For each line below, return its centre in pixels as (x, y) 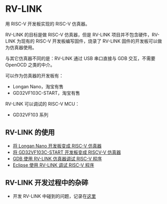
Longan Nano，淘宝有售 (38, 86)
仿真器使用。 (23, 47)
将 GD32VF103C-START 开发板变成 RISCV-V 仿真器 (67, 152)
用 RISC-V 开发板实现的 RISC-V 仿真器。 (48, 24)
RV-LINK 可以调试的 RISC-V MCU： (43, 104)
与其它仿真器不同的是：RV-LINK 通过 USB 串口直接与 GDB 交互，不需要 (80, 58)
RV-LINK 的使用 (30, 132)
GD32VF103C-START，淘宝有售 (46, 93)
